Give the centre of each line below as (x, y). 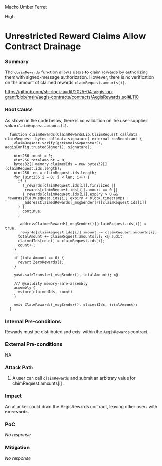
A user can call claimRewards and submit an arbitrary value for (74, 378)
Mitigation (17, 448)
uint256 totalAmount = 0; (40, 160)
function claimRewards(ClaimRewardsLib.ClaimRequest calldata (73, 134)
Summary (17, 62)
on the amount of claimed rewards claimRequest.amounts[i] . (65, 83)
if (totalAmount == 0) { (39, 258)
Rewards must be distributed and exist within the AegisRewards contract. (77, 332)
